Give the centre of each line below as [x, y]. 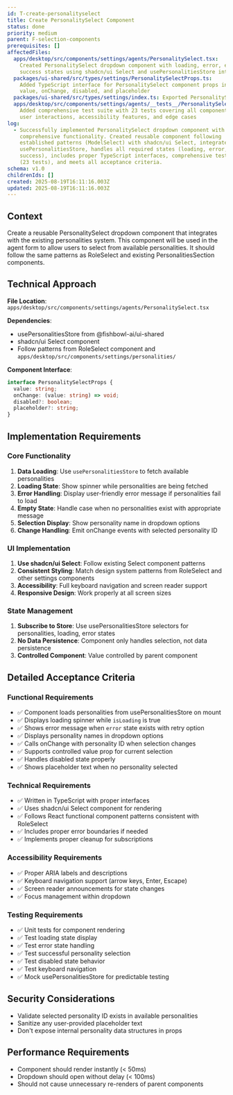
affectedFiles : [29, 53]
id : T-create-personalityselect [54, 14]
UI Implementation [39, 548]
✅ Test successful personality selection [74, 953]
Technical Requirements [49, 786]
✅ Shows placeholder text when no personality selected [97, 767]
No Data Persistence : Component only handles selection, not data [112, 641]
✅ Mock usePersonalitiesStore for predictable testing [93, 976]
